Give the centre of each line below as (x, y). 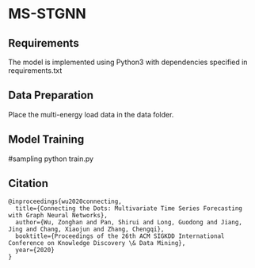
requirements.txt (35, 71)
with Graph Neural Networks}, (58, 216)
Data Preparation (51, 96)
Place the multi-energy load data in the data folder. (91, 114)
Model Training (46, 140)
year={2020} (35, 251)
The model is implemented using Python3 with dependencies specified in (128, 62)
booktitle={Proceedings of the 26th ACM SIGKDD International (120, 236)
